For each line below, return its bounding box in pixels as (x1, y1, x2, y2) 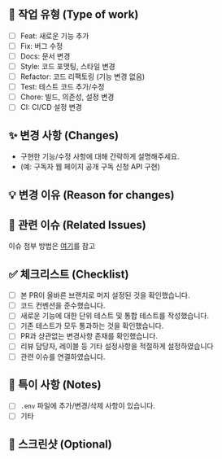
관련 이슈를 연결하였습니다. (20, 352, 106, 361)
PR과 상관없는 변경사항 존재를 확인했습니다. (20, 331, 159, 341)
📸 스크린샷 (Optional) (8, 437, 112, 451)
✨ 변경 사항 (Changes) (8, 129, 120, 142)
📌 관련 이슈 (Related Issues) (8, 218, 146, 232)
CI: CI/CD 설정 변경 (20, 103, 83, 112)
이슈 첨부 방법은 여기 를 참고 (8, 241, 96, 251)
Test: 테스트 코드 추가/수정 (20, 82, 105, 92)
